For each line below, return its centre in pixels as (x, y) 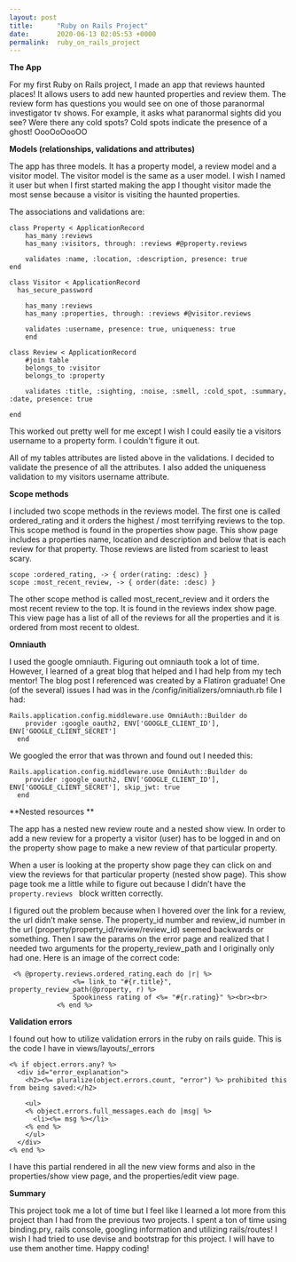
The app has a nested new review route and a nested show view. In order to (148, 829)
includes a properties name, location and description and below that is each (148, 539)
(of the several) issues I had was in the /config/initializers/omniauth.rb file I (145, 691)
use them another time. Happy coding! (79, 1249)
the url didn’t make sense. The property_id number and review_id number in (148, 920)
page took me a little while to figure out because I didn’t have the (128, 884)
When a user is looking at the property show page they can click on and (140, 865)
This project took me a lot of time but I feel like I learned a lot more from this (148, 1210)
